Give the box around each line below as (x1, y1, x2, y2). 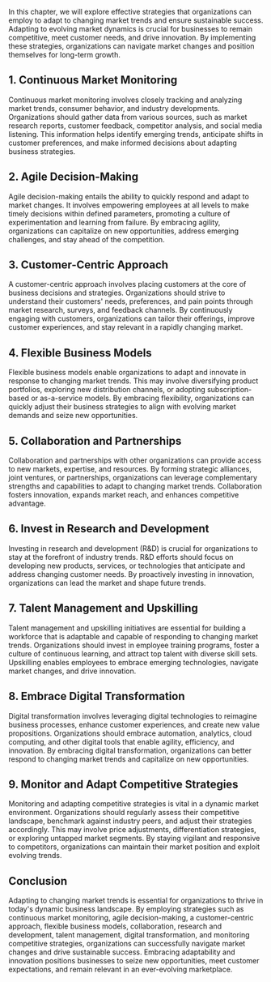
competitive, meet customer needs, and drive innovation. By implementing (8, 32, 256, 42)
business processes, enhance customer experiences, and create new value (8, 719, 260, 729)
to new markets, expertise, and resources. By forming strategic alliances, (8, 464, 252, 474)
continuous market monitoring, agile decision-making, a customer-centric (8, 913, 254, 923)
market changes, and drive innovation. (8, 666, 137, 676)
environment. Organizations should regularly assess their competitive (8, 808, 240, 818)
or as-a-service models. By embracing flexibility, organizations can (31, 393, 255, 403)
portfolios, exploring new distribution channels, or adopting (8, 385, 205, 395)
